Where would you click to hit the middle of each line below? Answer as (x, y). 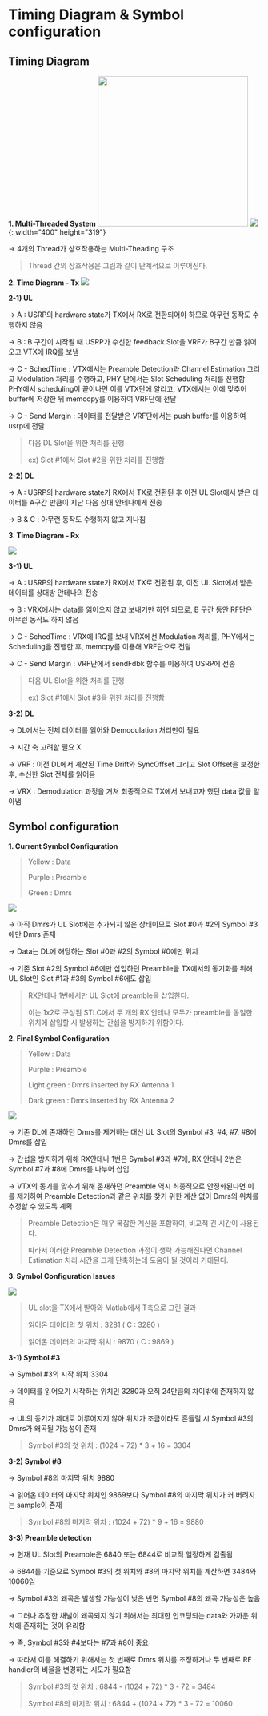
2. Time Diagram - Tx (44, 283)
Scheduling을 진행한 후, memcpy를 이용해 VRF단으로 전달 (100, 647)
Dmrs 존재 (39, 934)
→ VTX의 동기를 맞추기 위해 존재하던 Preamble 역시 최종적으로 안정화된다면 (127, 1186)
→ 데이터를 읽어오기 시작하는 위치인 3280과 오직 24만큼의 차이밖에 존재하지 (127, 1391)
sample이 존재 (39, 1505)
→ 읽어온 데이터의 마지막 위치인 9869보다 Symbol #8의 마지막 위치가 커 (121, 1494)
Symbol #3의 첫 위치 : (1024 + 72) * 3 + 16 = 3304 (110, 1445)
